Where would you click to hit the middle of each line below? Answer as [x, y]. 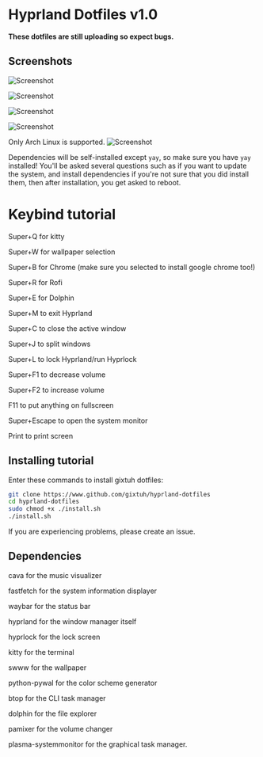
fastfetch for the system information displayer [82, 591]
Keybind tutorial [62, 214]
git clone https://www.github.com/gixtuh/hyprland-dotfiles [110, 494]
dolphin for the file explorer [53, 713]
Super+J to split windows [50, 344]
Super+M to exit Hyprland [50, 313]
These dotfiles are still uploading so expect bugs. [91, 36]
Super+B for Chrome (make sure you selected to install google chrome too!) [132, 267]
